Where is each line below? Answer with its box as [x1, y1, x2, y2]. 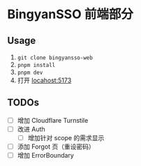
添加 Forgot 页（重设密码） [17, 142, 96, 151]
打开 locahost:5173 [17, 76, 72, 84]
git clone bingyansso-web [17, 54, 93, 61]
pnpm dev [17, 69, 43, 76]
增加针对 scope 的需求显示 [27, 133, 105, 142]
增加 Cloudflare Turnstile [17, 116, 89, 124]
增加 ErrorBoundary [17, 151, 75, 160]
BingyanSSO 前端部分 [7, 6, 134, 22]
